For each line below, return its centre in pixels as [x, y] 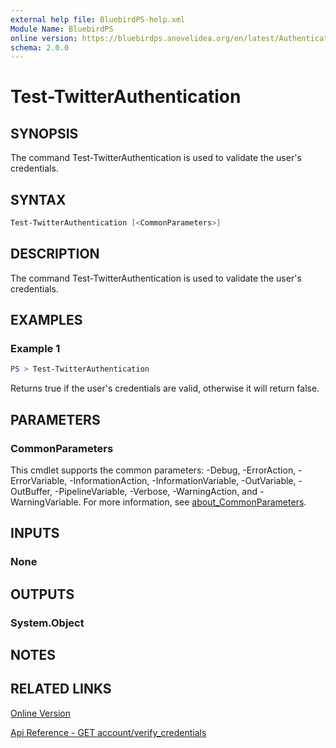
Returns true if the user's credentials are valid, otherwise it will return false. [165, 388]
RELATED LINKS [61, 689]
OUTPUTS [42, 594]
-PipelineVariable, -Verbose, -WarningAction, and [156, 491]
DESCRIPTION [55, 254]
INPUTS [35, 533]
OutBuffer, [31, 491]
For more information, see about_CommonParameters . [195, 502]
